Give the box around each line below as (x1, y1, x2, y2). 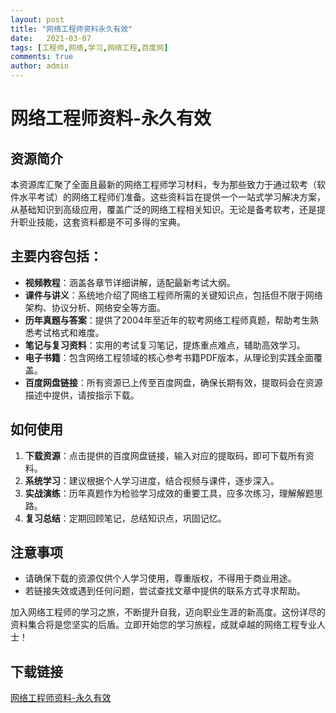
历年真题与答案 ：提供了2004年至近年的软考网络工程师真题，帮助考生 (24, 314, 311, 326)
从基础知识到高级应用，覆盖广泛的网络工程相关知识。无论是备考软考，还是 (10, 204, 317, 215)
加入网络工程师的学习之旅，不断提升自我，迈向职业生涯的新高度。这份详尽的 (10, 606, 326, 618)
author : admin (10, 61, 70, 71)
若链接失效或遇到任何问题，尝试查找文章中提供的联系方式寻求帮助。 (24, 585, 306, 597)
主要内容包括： (10, 248, 103, 265)
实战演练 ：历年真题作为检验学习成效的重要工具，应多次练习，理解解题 (24, 487, 315, 499)
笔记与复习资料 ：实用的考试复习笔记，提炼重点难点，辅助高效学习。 (24, 339, 306, 351)
